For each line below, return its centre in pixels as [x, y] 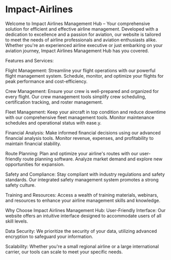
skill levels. [17, 221]
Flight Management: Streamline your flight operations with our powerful [80, 70]
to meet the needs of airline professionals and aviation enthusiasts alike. [81, 40]
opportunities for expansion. [35, 164]
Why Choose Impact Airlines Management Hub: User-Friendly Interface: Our [86, 210]
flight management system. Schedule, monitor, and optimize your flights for [84, 76]
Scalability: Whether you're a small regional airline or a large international [82, 246]
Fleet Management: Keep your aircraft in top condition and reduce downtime [86, 112]
